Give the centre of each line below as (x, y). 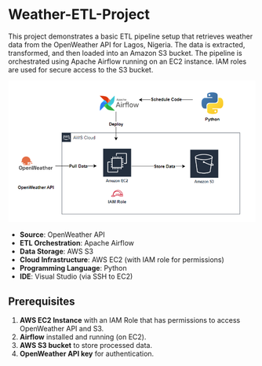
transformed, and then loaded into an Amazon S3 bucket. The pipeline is (125, 53)
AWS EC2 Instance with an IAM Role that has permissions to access (130, 320)
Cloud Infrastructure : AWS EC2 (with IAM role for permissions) (122, 260)
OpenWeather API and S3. (62, 329)
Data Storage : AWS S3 (56, 251)
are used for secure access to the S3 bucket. (81, 69)
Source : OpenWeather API (62, 235)
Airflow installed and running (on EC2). (83, 337)
